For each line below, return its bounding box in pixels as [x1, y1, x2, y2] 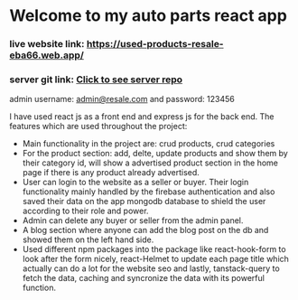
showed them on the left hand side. [22, 234, 154, 245]
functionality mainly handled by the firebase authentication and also [22, 186, 275, 197]
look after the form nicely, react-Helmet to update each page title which [22, 254, 289, 265]
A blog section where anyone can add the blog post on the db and [22, 225, 269, 236]
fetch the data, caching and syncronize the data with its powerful [22, 273, 265, 284]
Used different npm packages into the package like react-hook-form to [22, 244, 286, 255]
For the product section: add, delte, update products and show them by [22, 148, 289, 159]
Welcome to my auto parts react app [9, 5, 287, 26]
